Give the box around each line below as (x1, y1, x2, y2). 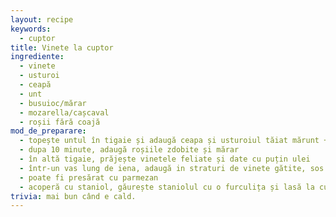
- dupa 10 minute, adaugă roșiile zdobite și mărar (19, 145, 240, 155)
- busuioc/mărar (19, 98, 87, 108)
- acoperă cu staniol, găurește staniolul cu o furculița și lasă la (19, 182, 315, 192)
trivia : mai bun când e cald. (10, 191, 137, 201)
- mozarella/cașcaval (19, 107, 110, 118)
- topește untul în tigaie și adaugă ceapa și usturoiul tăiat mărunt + (19, 136, 329, 146)
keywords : (10, 24, 52, 34)
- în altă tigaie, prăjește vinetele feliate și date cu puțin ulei (19, 154, 311, 164)
